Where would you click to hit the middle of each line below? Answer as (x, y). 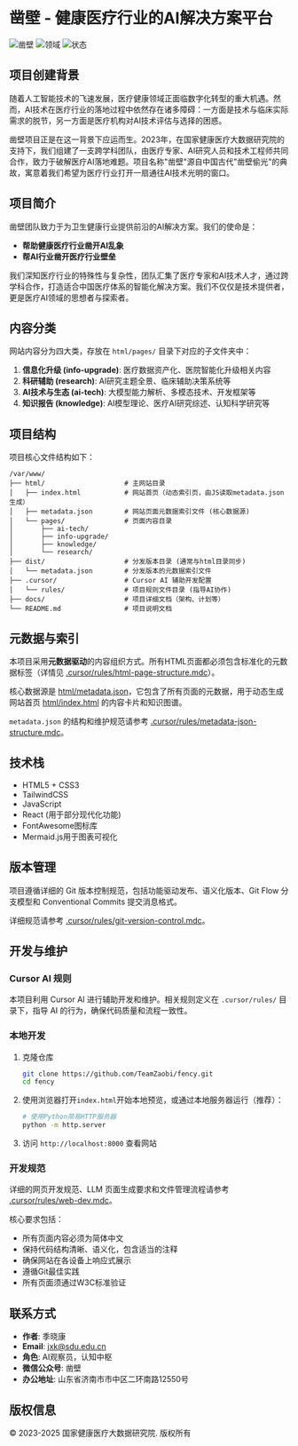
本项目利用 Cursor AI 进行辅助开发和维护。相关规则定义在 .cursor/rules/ (143, 999)
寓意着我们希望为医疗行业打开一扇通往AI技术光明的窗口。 (129, 172)
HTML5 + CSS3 (51, 785)
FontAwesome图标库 (60, 825)
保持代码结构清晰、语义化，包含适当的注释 (100, 1250)
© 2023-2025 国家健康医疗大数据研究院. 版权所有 (100, 1433)
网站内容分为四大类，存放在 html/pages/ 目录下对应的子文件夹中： (130, 351)
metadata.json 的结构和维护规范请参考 (79, 721)
